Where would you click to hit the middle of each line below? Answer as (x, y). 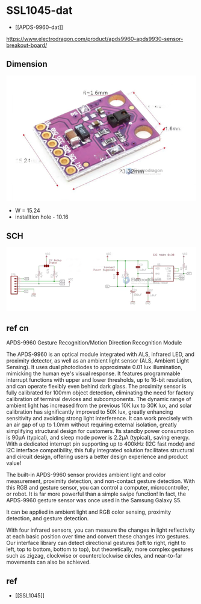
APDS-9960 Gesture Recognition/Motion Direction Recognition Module (94, 343)
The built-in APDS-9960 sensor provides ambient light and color (86, 475)
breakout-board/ (27, 45)
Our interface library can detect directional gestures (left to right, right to (96, 543)
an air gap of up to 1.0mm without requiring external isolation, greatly (92, 425)
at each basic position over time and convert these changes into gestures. (98, 537)
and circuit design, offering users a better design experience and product (97, 457)
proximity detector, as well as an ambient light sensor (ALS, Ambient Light (98, 361)
